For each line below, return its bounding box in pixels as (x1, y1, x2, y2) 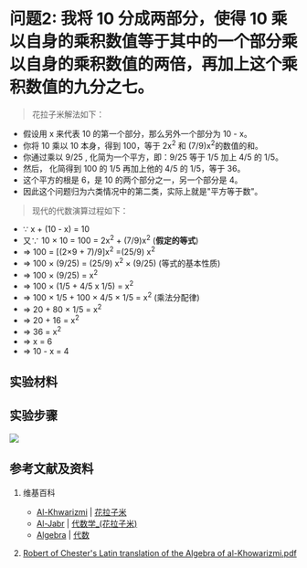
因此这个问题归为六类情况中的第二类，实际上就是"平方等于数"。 (22, 185, 263, 196)
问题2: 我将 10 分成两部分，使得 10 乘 (9, 8, 288, 29)
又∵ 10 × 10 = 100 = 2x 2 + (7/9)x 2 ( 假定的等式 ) (22, 233, 199, 246)
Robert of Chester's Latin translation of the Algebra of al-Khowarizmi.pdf (22, 547, 297, 558)
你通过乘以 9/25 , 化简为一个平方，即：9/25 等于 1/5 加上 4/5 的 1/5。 (22, 152, 283, 163)
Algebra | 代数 (36, 529, 90, 540)
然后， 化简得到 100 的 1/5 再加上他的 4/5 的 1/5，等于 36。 (22, 163, 246, 174)
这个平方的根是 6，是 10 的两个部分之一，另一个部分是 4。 (22, 174, 243, 185)
